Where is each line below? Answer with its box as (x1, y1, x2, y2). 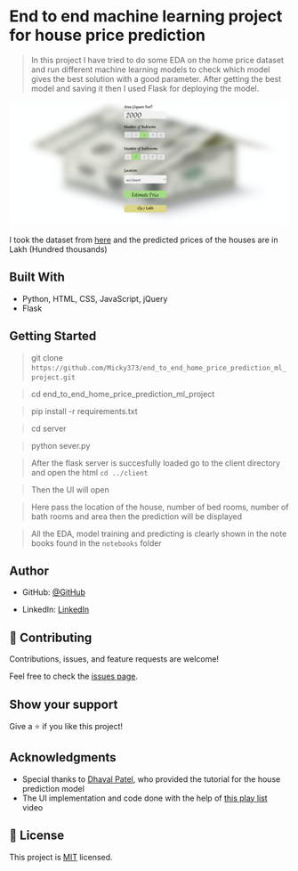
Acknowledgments (9, 750, 117, 765)
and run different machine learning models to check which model (30, 64, 270, 75)
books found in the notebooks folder (30, 537, 162, 549)
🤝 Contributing (9, 630, 93, 645)
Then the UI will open (30, 484, 109, 495)
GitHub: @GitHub (21, 587, 86, 598)
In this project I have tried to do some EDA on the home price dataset (30, 54, 285, 65)
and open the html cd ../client (30, 467, 149, 477)
